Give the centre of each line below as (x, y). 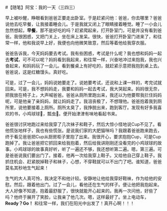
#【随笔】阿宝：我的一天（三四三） (42, 7)
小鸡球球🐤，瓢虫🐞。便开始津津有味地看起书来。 (71, 114)
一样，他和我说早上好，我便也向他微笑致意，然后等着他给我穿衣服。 (79, 43)
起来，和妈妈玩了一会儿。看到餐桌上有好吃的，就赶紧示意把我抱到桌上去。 (85, 66)
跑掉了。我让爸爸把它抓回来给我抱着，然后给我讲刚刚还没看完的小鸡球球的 (81, 143)
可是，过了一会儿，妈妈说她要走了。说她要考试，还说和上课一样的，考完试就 (83, 83)
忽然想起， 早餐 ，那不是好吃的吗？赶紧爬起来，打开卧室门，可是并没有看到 (81, 30)
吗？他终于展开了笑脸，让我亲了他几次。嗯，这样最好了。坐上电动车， (77, 197)
